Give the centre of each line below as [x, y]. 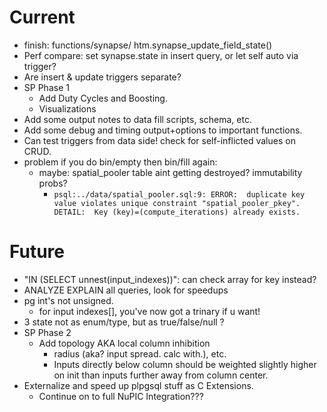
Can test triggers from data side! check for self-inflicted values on [159, 140]
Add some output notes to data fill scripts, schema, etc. [137, 119]
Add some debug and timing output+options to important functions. [163, 130]
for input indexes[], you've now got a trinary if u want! [149, 311]
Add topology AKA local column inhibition [124, 343]
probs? [53, 183]
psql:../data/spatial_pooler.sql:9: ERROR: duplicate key [179, 194]
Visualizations [67, 108]
